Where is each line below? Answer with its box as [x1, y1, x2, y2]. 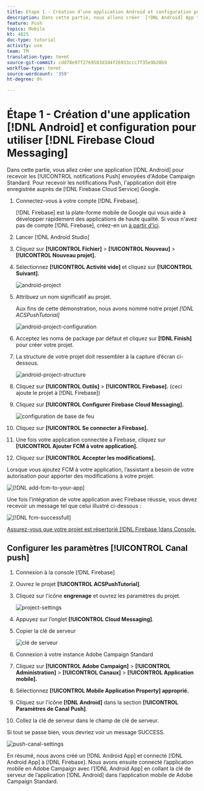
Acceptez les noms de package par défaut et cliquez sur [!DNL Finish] [15, 335, 192, 342]
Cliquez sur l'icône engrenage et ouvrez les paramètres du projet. [15, 592, 181, 599]
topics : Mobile [7, 25, 45, 32]
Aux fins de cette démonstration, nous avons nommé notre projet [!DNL [15, 305, 194, 312]
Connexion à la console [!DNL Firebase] [15, 568, 115, 576]
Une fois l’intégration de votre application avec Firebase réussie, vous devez [7, 496, 197, 503]
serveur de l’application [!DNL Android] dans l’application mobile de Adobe [7, 771, 193, 778]
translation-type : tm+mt [7, 54, 70, 60]
